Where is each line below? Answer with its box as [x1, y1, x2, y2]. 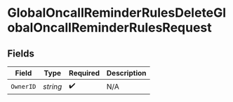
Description [106, 68, 147, 78]
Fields [7, 48, 35, 59]
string [43, 82, 62, 92]
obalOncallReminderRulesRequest [7, 20, 212, 36]
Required [69, 68, 100, 78]
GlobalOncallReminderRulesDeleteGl [7, 5, 227, 21]
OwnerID [11, 82, 36, 90]
